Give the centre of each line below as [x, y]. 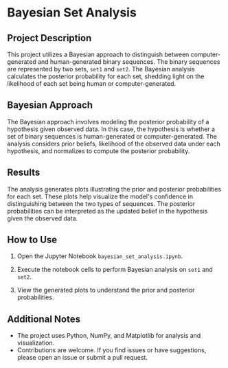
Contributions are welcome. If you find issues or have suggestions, [112, 350]
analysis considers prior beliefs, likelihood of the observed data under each [114, 143]
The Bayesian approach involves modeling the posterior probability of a [108, 122]
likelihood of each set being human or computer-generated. [92, 83]
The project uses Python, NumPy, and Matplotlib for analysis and [109, 336]
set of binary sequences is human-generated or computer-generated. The [112, 136]
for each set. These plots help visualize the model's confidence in [100, 196]
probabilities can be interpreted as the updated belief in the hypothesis [107, 211]
